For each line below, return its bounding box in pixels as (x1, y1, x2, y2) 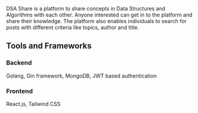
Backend (6, 59, 33, 67)
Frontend (6, 87, 33, 95)
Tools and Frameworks (6, 41, 92, 51)
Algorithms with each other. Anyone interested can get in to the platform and (6, 11, 193, 18)
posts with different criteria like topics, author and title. (6, 24, 139, 31)
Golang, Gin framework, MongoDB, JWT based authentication (6, 72, 157, 79)
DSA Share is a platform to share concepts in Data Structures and (6, 5, 165, 12)
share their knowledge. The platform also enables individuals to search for (6, 18, 187, 24)
